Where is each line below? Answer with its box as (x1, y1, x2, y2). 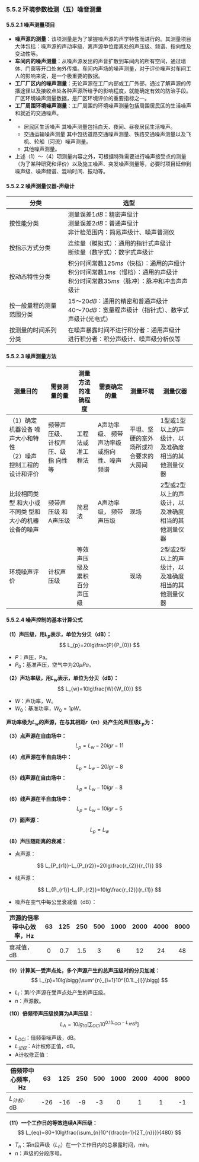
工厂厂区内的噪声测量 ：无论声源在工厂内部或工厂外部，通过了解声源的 (14, 80, 187, 87)
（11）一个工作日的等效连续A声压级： (6, 1119, 98, 1126)
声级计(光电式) (68, 315, 108, 323)
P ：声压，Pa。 (14, 654, 51, 661)
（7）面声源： (6, 816, 41, 823)
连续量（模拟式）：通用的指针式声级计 (68, 239, 172, 247)
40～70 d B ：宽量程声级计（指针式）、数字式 (68, 306, 189, 314)
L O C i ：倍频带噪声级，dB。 (14, 1034, 79, 1042)
